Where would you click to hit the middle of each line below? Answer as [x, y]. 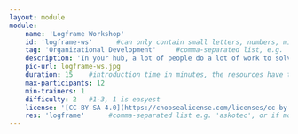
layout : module [37, 17]
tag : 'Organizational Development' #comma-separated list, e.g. [154, 50]
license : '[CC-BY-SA [63, 108]
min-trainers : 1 [55, 91]
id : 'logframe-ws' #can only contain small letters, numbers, [152, 42]
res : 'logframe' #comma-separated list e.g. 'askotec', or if [152, 115]
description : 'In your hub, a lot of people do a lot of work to [149, 58]
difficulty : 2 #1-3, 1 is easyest [93, 99]
